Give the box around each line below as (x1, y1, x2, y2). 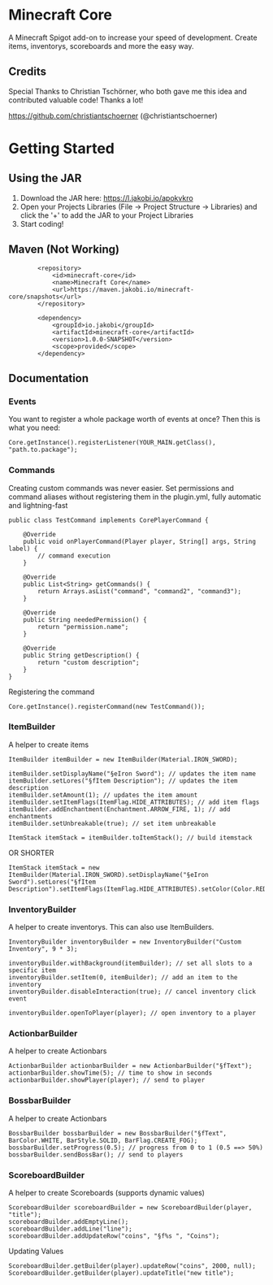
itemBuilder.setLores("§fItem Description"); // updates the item (8, 776, 238, 785)
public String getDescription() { (23, 651, 140, 659)
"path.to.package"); (8, 445, 79, 454)
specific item (8, 966, 57, 975)
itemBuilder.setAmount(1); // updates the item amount (8, 791, 198, 799)
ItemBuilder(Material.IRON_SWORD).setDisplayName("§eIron (8, 870, 209, 879)
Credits (8, 65, 47, 79)
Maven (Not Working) (8, 242, 120, 257)
